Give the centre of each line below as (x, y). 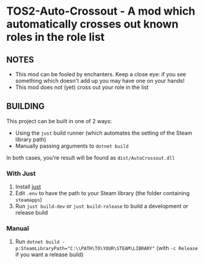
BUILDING (25, 106)
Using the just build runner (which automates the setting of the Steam (104, 133)
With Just (21, 173)
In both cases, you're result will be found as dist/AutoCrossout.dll (91, 157)
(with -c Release (177, 248)
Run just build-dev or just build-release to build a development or (102, 206)
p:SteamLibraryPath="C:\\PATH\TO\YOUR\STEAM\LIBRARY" (85, 249)
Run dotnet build (37, 241)
